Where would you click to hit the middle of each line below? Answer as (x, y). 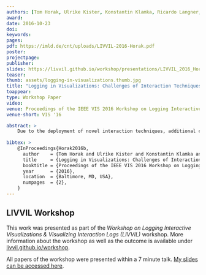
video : (15, 103)
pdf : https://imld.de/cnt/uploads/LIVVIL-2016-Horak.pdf (81, 47)
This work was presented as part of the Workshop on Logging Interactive (99, 228)
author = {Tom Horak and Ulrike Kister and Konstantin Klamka (108, 154)
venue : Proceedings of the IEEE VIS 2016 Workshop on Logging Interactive (104, 109)
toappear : (19, 92)
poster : (16, 52)
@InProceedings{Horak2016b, (53, 148)
